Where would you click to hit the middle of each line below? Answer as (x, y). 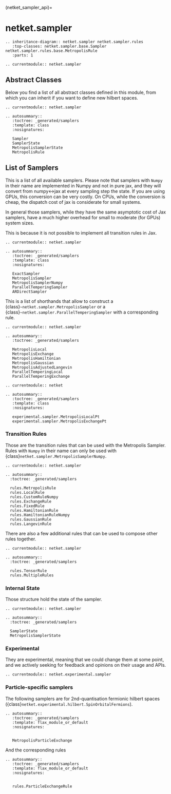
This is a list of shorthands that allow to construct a (59, 301)
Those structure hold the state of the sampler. (54, 599)
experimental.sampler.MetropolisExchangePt (59, 421)
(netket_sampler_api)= (29, 7)
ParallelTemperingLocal (37, 372)
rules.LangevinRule (31, 524)
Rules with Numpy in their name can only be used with (61, 451)
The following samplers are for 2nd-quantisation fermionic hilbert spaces (83, 699)
